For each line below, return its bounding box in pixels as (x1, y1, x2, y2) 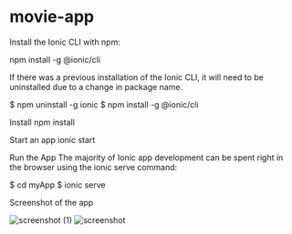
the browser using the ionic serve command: (9, 161, 178, 172)
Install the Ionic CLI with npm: (9, 36, 120, 47)
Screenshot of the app (9, 197, 94, 208)
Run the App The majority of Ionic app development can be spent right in (9, 152, 284, 163)
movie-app (9, 6, 94, 27)
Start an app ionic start (9, 134, 96, 145)
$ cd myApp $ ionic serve (9, 179, 107, 190)
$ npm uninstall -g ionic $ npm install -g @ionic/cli (9, 98, 199, 110)
